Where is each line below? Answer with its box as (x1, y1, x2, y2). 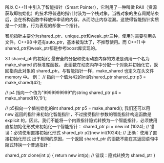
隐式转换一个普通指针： (5, 142, 52, 148)
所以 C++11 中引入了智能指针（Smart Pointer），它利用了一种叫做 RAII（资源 (5, 4, 157, 10)
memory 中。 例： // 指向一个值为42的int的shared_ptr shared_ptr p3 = (5, 74, 146, 80)
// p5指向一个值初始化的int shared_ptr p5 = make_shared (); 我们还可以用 (5, 105, 150, 111)
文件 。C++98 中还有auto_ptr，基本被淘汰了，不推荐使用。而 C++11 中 (5, 39, 146, 45)
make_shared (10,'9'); (5, 95, 47, 101)
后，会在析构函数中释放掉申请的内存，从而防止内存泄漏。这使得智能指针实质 (5, 17, 159, 22)
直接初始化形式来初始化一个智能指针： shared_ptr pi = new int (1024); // (5, 124, 149, 129)
